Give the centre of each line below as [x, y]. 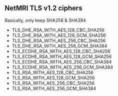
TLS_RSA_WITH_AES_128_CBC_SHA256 [53, 72]
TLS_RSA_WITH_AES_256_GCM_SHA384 [54, 88]
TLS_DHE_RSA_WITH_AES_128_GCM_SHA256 [59, 35]
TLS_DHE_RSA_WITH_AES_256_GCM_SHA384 [59, 46]
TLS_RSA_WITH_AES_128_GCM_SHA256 [53, 77]
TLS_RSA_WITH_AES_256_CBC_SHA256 [53, 83]
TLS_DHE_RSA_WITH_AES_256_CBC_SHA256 [59, 40]
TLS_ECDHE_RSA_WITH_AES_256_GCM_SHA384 [62, 67]
